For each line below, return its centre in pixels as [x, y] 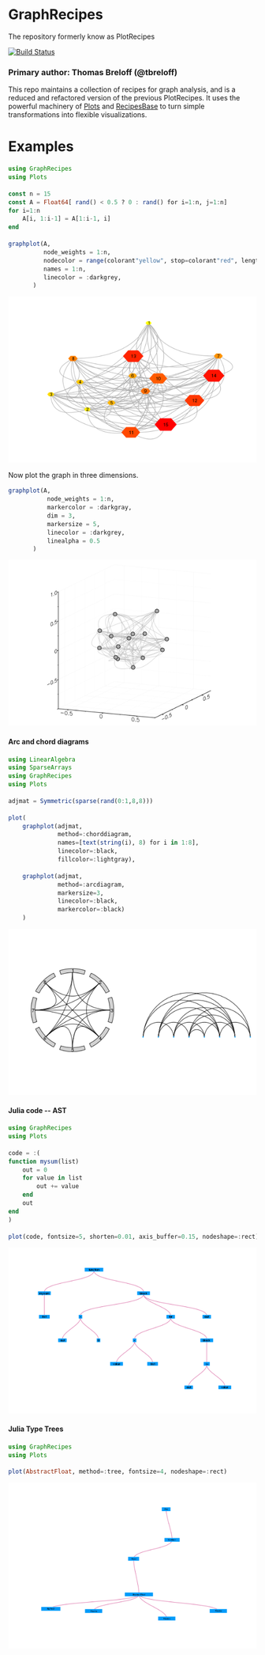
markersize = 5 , [74, 524]
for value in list [52, 1178]
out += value [58, 1187]
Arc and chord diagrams [49, 741]
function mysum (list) [44, 1161]
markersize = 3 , [81, 893]
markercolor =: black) [91, 910]
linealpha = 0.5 [74, 541]
